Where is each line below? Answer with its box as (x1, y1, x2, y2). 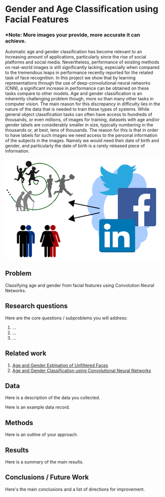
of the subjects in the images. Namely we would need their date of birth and (5, 138, 159, 144)
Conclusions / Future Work (5, 473, 89, 482)
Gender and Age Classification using (5, 3, 159, 15)
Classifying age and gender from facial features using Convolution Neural (5, 282, 154, 288)
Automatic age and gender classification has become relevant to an (5, 49, 142, 55)
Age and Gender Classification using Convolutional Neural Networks (12, 368, 151, 373)
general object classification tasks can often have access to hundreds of (5, 112, 153, 118)
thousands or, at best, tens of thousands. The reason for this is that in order (5, 127, 159, 133)
